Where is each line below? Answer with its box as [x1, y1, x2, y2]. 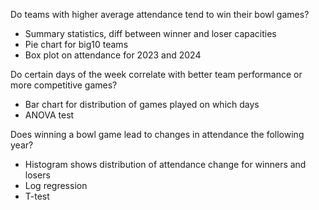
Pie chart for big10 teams [24, 39, 129, 50]
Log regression [24, 180, 88, 191]
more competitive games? [10, 79, 118, 91]
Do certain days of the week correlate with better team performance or [10, 69, 303, 80]
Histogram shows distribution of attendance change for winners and [24, 159, 307, 170]
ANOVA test [24, 109, 75, 121]
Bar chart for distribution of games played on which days [24, 99, 260, 110]
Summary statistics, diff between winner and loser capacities [24, 28, 277, 39]
